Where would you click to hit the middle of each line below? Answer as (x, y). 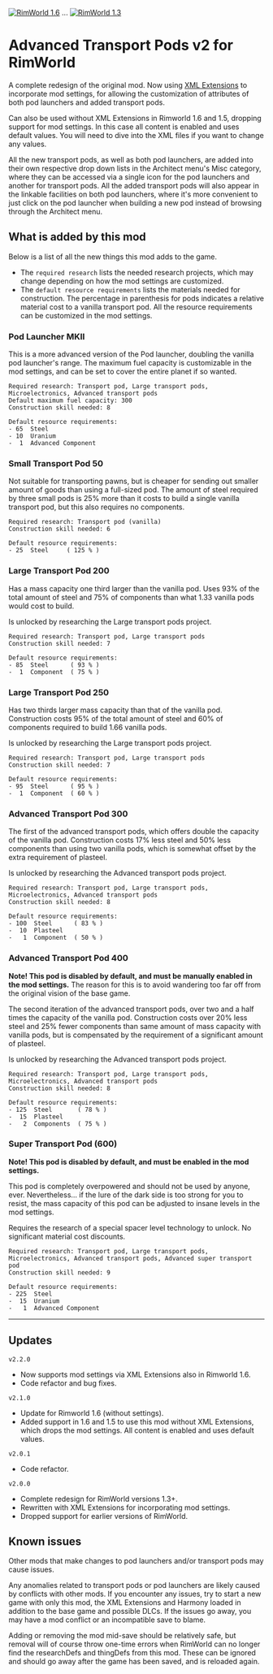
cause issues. (31, 1570)
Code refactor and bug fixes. (68, 1383)
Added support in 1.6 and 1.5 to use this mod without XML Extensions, (137, 1421)
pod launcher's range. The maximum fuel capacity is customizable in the (130, 363)
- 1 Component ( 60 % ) (54, 793)
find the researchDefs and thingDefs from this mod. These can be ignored (132, 1653)
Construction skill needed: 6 (60, 529)
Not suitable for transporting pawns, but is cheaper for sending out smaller (134, 481)
